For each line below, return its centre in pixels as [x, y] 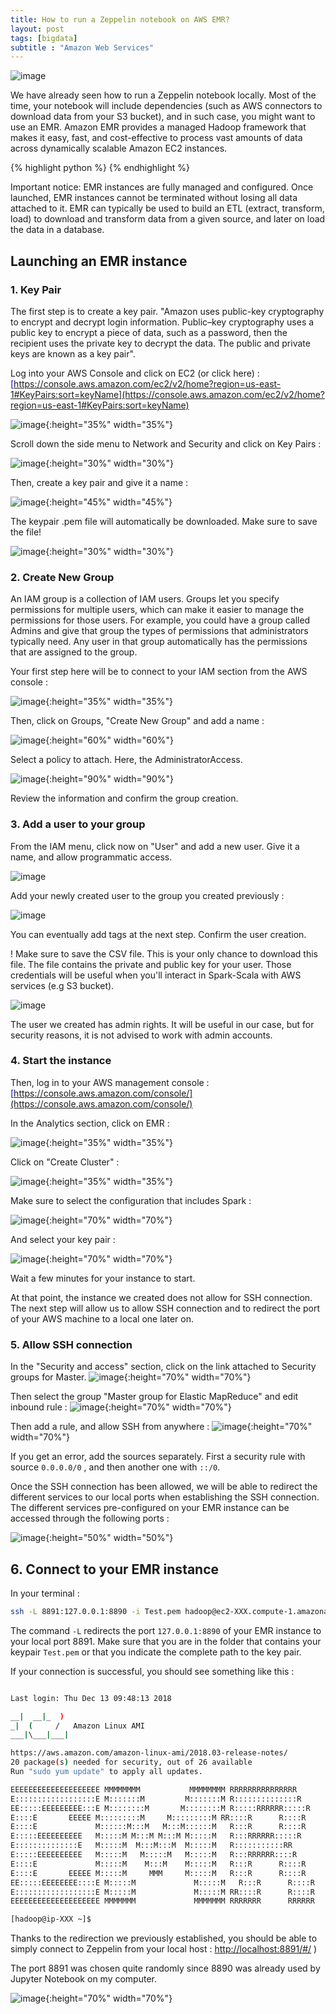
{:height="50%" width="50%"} [109, 1538]
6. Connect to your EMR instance [115, 1569]
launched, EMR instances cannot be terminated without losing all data [154, 198]
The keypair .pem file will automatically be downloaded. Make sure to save [164, 521]
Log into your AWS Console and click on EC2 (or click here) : [135, 373]
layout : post [37, 29]
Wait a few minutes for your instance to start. [103, 1278]
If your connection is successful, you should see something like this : [152, 1671]
